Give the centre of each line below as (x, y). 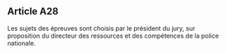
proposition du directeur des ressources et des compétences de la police (113, 36)
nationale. (22, 43)
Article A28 (33, 12)
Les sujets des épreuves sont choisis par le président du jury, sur (101, 28)
